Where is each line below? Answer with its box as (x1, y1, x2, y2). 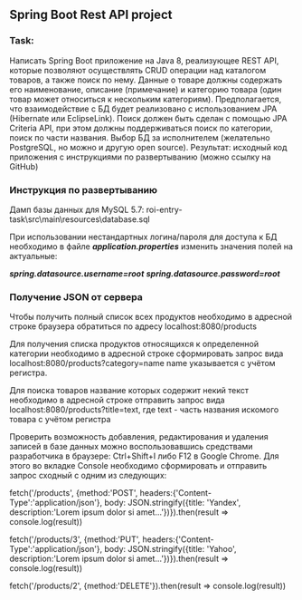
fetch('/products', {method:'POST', (9, 488, 138, 498)
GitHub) (9, 160, 39, 171)
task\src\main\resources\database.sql (9, 213, 151, 225)
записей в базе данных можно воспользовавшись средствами (9, 441, 253, 452)
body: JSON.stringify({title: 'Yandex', (104, 498, 241, 508)
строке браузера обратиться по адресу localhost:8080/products (9, 321, 258, 332)
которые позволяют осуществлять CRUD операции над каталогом (9, 64, 267, 75)
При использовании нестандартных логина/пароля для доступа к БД (9, 231, 278, 242)
